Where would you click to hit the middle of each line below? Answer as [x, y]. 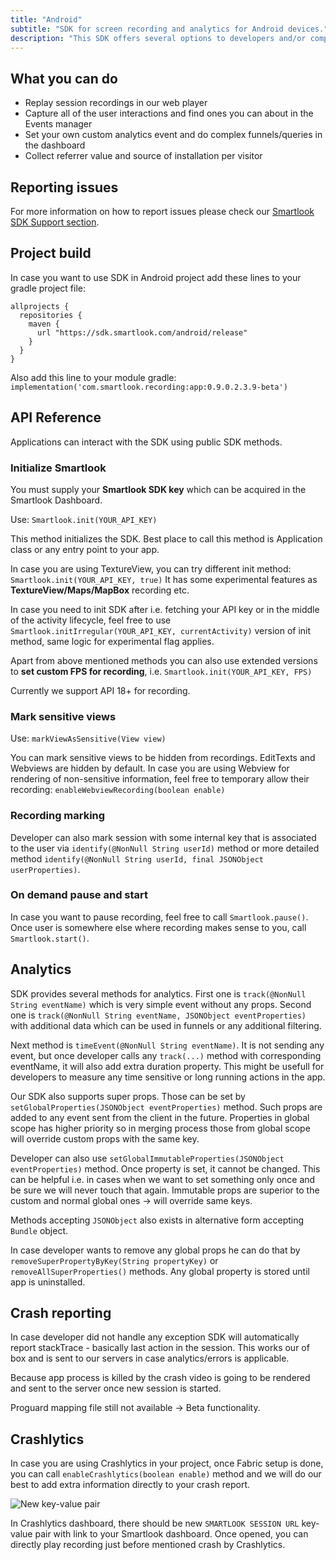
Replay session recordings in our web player [116, 103]
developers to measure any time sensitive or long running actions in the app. [168, 1077]
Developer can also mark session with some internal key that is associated [163, 837]
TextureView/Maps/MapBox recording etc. [100, 590]
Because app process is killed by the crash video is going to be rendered [160, 1378]
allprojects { [40, 306]
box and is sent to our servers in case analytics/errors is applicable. [150, 1358]
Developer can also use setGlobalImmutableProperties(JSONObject [147, 1158]
